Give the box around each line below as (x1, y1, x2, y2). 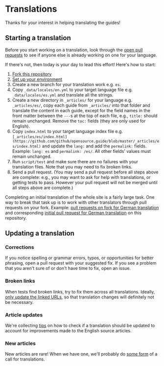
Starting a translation (5, 34, 71, 42)
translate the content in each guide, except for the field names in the (12, 107, 150, 113)
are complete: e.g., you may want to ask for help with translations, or (12, 174, 151, 180)
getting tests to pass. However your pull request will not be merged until (12, 179, 158, 185)
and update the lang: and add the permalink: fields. (42, 143, 147, 149)
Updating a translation (5, 229, 75, 238)
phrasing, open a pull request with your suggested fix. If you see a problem (5, 260, 157, 266)
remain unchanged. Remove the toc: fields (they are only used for (12, 118, 146, 123)
